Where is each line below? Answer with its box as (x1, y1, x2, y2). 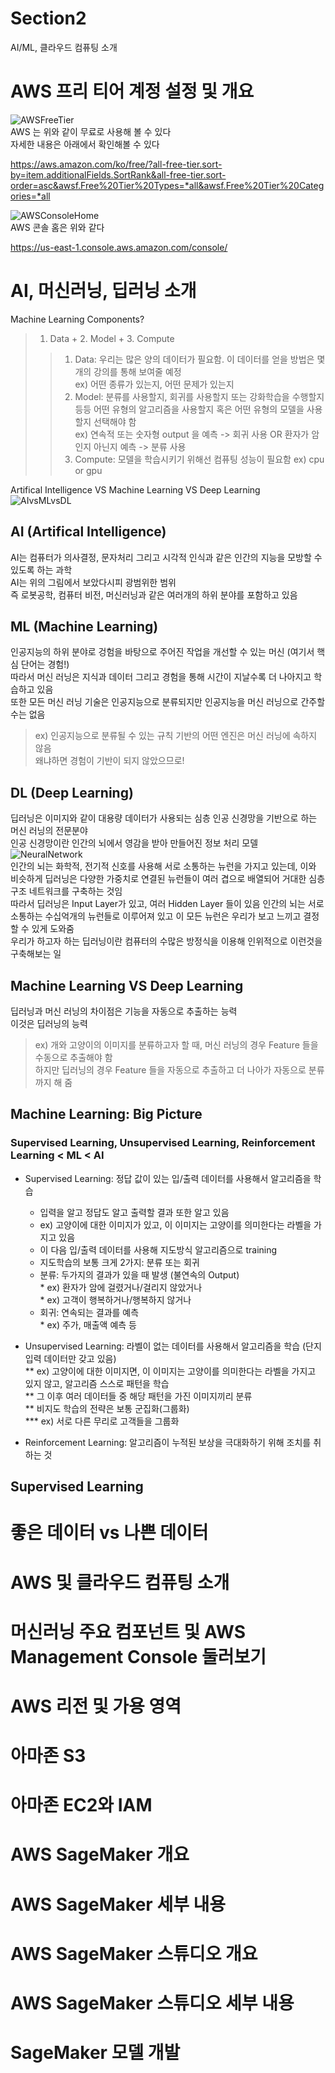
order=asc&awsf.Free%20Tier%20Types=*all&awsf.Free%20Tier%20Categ (10, 179, 325, 191)
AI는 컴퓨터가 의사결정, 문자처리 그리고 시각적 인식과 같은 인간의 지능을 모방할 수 (10, 551, 323, 563)
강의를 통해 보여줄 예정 (93, 365, 182, 377)
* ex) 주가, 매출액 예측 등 (39, 1318, 137, 1331)
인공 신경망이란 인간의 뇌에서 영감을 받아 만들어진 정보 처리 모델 (10, 837, 259, 849)
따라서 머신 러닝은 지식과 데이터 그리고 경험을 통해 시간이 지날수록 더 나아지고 (10, 671, 312, 683)
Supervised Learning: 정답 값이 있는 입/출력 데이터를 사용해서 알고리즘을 (24, 1172, 312, 1184)
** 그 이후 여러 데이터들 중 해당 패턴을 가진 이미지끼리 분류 (24, 1390, 253, 1402)
